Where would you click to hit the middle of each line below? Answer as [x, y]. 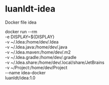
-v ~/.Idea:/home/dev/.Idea [32, 42]
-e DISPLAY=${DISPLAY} [30, 37]
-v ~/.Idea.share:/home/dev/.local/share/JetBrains [55, 62]
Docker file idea [21, 22]
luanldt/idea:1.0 [20, 78]
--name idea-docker [25, 72]
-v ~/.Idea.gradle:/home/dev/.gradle [41, 57]
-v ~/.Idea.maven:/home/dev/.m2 [38, 52]
